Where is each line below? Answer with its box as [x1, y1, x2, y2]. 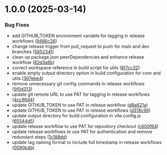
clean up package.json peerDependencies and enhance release [12, 54, 144, 60]
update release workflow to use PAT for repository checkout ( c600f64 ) [12, 123, 159, 129]
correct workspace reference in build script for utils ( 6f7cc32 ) [12, 65, 140, 71]
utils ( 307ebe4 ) [12, 75, 44, 81]
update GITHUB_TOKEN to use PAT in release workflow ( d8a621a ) [12, 102, 148, 108]
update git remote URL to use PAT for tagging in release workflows [12, 91, 150, 97]
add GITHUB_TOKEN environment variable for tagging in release [12, 33, 145, 39]
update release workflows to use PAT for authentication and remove [12, 129, 152, 135]
